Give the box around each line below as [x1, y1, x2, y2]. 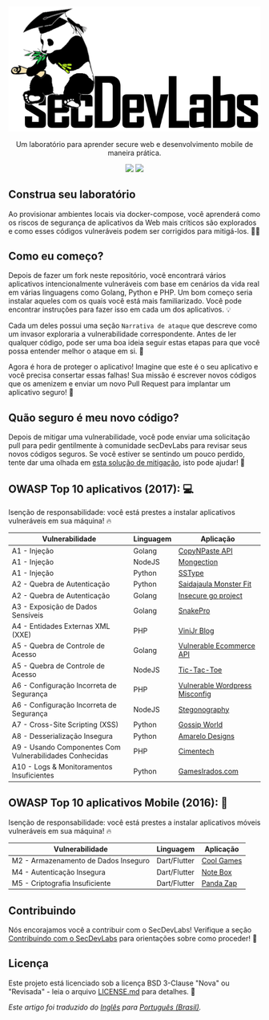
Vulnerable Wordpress [178, 680, 252, 690]
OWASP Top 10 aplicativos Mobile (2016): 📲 [8, 796, 228, 810]
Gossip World [178, 720, 223, 729]
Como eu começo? [8, 249, 104, 263]
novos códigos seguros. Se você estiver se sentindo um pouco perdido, [8, 449, 246, 459]
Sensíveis [11, 610, 44, 620]
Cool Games [201, 856, 243, 866]
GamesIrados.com [178, 766, 239, 776]
